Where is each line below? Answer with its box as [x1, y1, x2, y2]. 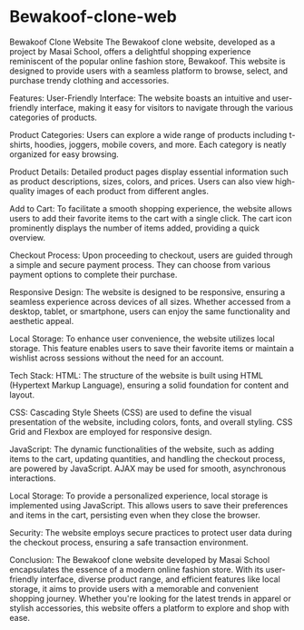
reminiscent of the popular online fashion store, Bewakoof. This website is [9, 55, 286, 66]
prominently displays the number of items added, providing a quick [9, 222, 260, 233]
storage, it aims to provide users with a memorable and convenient [9, 583, 259, 594]
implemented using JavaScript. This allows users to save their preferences [9, 499, 289, 510]
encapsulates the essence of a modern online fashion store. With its [9, 564, 264, 575]
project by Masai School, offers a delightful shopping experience [9, 45, 251, 56]
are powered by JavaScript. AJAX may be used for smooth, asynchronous [9, 463, 287, 474]
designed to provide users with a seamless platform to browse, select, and [9, 65, 289, 76]
